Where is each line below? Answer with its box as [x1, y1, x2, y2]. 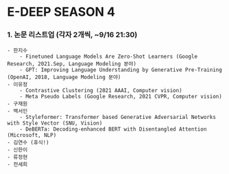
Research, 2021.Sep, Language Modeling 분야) [7, 61, 137, 67]
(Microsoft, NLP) [7, 132, 57, 139]
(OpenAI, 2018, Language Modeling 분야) [7, 74, 121, 81]
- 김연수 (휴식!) [7, 139, 49, 146]
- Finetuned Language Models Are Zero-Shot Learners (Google [19, 53, 197, 61]
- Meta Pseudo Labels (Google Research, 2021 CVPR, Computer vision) [19, 94, 223, 100]
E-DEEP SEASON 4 [7, 4, 115, 20]
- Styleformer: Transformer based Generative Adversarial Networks [19, 114, 216, 121]
